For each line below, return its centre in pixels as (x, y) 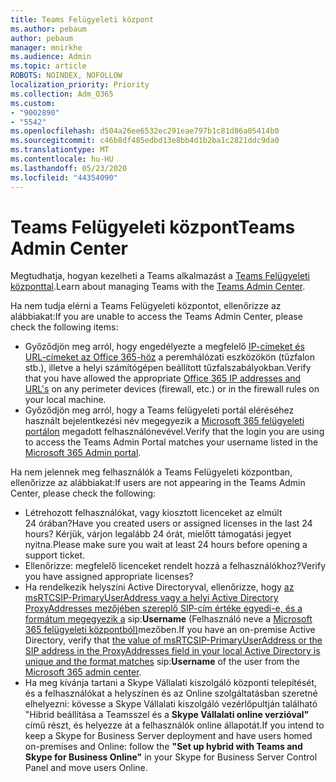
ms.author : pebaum (48, 29)
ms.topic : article (48, 66)
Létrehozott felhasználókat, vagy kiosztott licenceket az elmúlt (153, 513)
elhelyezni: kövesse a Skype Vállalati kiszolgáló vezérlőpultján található (171, 704)
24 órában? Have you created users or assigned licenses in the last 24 (168, 523)
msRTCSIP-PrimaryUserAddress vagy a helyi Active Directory (151, 598)
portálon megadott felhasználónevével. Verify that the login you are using (174, 432)
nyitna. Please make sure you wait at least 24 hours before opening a (166, 545)
